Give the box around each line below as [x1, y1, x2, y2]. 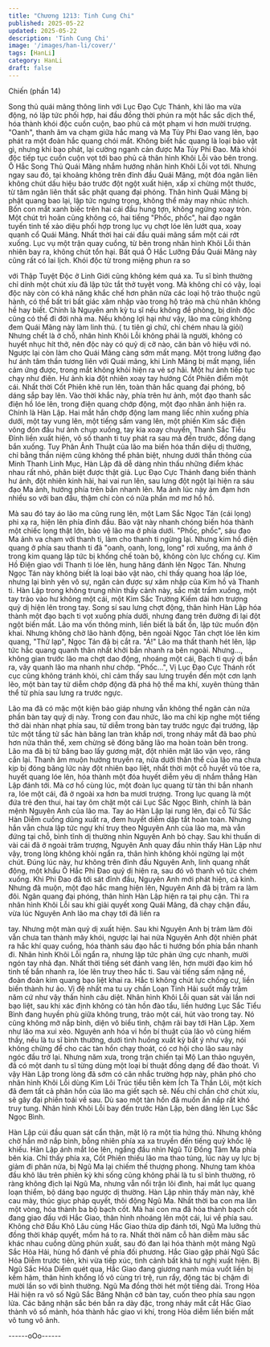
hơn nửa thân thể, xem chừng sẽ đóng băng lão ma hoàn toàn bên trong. [8, 737, 248, 747]
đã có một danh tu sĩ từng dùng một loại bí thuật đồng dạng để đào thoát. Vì [8, 1060, 260, 1070]
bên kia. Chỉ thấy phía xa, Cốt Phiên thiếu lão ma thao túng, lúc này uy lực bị [8, 1153, 260, 1162]
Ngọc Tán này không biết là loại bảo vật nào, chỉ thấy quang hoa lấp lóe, [8, 568, 247, 578]
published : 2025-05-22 [8, 19, 84, 27]
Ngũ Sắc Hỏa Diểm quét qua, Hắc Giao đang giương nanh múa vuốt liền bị [8, 1263, 253, 1274]
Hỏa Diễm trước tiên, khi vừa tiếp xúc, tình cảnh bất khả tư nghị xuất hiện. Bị [8, 1255, 260, 1265]
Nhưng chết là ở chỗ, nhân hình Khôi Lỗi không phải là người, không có [8, 330, 243, 340]
